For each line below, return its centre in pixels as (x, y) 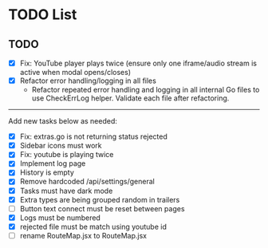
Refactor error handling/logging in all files (88, 81)
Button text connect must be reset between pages (102, 208)
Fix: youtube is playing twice (67, 155)
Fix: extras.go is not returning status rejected (93, 136)
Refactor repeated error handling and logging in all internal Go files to (146, 90)
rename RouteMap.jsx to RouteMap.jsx (83, 235)
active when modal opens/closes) (75, 73)
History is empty (47, 172)
